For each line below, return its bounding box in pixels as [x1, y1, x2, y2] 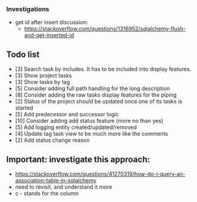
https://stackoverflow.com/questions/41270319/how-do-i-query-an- [15, 170, 186, 178]
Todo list [6, 49, 40, 60]
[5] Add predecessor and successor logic [15, 111, 119, 118]
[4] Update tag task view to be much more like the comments [15, 130, 169, 138]
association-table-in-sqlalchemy [15, 176, 97, 184]
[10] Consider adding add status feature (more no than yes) [15, 117, 164, 125]
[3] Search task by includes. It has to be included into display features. [15, 66, 192, 73]
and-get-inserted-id [24, 32, 75, 39]
